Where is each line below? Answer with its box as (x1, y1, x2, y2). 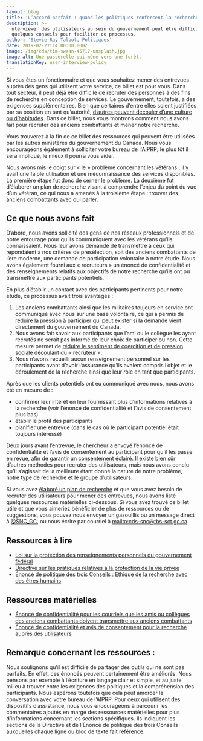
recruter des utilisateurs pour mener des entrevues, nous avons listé (6, 492, 176, 499)
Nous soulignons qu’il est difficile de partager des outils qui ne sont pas (6, 663, 185, 671)
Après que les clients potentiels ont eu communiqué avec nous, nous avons (6, 380, 195, 387)
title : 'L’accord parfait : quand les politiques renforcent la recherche (6, 15, 199, 21)
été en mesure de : (6, 386, 53, 393)
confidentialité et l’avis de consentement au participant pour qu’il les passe (6, 448, 193, 456)
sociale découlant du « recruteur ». (14, 349, 103, 357)
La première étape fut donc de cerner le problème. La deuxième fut (6, 176, 174, 184)
